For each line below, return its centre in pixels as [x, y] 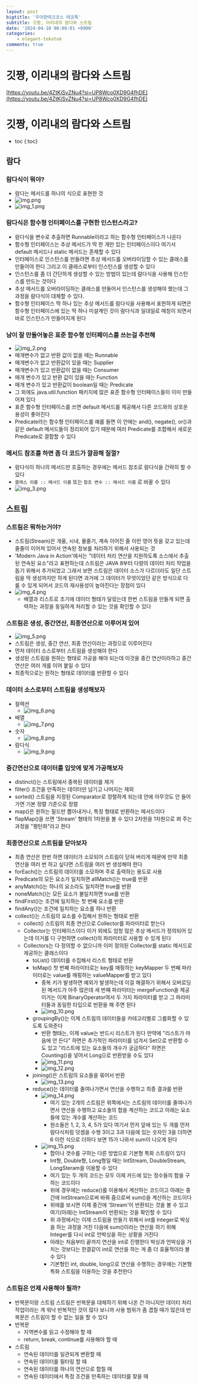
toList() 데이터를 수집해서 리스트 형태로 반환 [83, 961]
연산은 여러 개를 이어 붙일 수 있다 [52, 666]
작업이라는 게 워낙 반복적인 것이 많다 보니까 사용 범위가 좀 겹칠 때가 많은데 [100, 1309]
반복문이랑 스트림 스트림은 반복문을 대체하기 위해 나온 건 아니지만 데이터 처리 [103, 1302]
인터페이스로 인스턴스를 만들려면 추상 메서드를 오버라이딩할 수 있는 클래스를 [102, 259]
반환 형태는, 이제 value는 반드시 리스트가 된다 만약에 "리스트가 [113, 1033]
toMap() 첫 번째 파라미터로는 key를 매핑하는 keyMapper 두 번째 [106, 968]
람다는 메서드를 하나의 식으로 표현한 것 [59, 193]
